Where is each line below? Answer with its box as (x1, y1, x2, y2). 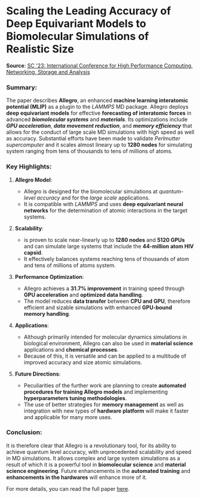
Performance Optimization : (14, 273, 84, 280)
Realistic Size (6, 42, 75, 56)
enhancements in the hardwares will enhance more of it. (6, 474, 147, 481)
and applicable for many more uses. (23, 413, 112, 420)
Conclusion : (6, 428, 42, 436)
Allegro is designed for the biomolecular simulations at (23, 187, 158, 195)
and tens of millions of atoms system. (23, 262, 116, 269)
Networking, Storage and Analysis (6, 68, 91, 75)
